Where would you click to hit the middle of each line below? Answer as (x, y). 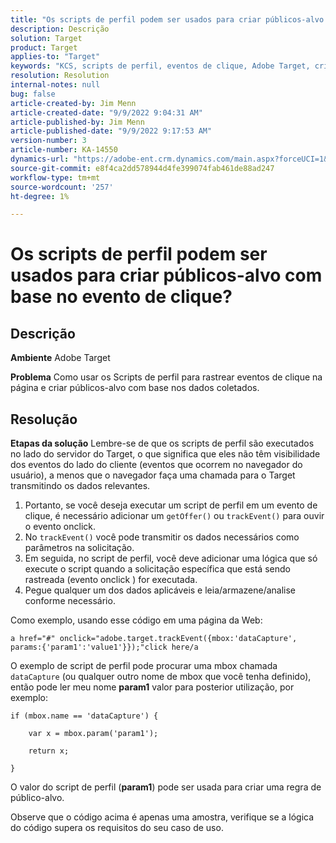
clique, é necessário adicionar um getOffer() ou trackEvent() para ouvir (174, 516)
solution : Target (46, 38)
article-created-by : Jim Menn (73, 103)
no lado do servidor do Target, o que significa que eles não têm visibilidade (165, 454)
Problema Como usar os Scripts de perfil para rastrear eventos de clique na (166, 377)
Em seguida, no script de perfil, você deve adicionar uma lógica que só (171, 558)
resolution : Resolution (60, 76)
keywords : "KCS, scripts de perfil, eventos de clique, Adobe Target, (160, 66)
